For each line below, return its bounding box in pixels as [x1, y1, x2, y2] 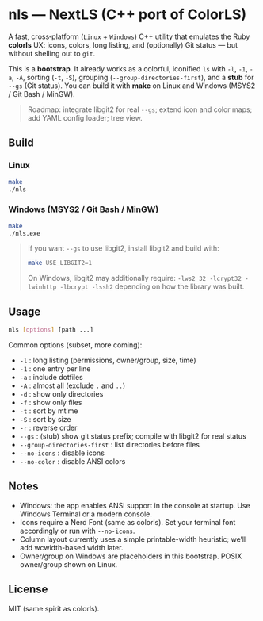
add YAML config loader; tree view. [27, 113, 143, 122]
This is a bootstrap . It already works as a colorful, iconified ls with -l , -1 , [8, 63, 248, 73]
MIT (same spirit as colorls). [8, 604, 100, 613]
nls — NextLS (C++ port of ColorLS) [8, 6, 247, 24]
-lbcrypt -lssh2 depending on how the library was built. [59, 282, 245, 291]
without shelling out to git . [8, 48, 96, 58]
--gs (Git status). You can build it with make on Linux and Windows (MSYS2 [8, 81, 256, 90]
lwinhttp [27, 283, 57, 291]
